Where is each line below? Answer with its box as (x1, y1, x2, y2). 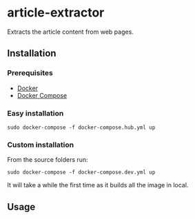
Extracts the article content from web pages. (7, 28, 134, 36)
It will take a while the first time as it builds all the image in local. (7, 181, 189, 189)
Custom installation (7, 140, 74, 149)
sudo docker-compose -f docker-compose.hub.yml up (7, 124, 156, 131)
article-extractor (7, 5, 105, 21)
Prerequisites (7, 68, 53, 78)
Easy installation (7, 108, 64, 118)
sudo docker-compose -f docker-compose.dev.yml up (7, 169, 156, 176)
